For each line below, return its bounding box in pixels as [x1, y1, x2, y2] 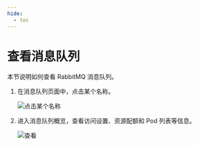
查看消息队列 [7, 48, 81, 64]
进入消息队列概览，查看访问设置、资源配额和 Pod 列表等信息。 [17, 117, 196, 125]
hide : [7, 10, 23, 17]
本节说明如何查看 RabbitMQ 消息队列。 [7, 73, 118, 81]
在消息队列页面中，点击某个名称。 [17, 87, 115, 95]
